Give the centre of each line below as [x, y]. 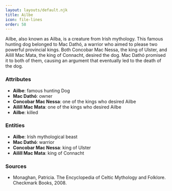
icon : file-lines [24, 19]
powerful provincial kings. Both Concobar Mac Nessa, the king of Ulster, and [86, 50]
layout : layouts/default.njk [36, 10]
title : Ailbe [19, 15]
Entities [15, 125]
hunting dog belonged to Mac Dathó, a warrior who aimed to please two [81, 45]
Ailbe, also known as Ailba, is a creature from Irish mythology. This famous [84, 39]
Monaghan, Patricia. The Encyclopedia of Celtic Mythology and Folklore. [89, 178]
